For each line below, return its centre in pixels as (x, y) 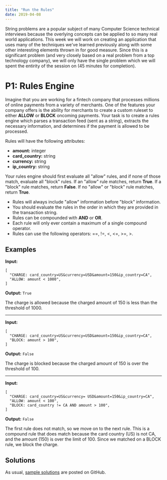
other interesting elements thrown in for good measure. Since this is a (77, 50)
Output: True (18, 293)
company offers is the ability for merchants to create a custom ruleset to (79, 110)
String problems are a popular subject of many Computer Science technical (83, 28)
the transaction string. (35, 213)
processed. (17, 131)
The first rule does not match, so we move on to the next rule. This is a (78, 429)
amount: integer (29, 151)
